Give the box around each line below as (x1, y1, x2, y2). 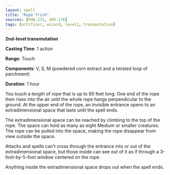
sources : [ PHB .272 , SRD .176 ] (5, 17, 68, 22)
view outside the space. (5, 134, 56, 140)
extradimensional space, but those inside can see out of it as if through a (5, 149, 159, 155)
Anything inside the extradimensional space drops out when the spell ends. (5, 164, 164, 170)
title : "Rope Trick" (5, 12, 50, 17)
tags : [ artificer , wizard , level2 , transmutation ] (5, 21, 116, 27)
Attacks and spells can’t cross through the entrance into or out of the (5, 143, 151, 149)
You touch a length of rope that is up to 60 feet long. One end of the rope (5, 91, 160, 97)
